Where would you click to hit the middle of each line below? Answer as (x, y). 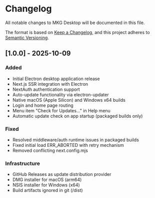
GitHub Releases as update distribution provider (62, 174)
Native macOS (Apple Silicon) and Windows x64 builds (69, 100)
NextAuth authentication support (46, 89)
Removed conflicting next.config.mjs (50, 150)
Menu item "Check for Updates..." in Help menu (61, 110)
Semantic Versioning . (27, 38)
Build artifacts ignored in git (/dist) (48, 190)
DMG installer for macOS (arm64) (47, 180)
